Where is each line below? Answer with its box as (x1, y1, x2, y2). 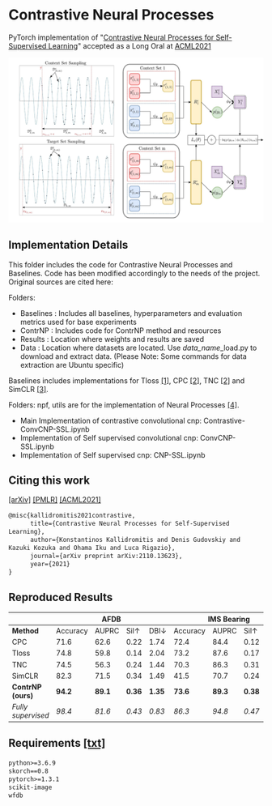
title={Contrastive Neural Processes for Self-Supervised (29, 520, 230, 528)
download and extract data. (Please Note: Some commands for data (19, 351, 247, 361)
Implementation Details (8, 238, 129, 252)
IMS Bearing (207, 614, 251, 624)
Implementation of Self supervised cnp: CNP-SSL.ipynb (19, 450, 206, 459)
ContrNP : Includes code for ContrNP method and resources (19, 326, 222, 335)
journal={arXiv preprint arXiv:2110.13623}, (29, 552, 183, 561)
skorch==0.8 (8, 767, 49, 775)
